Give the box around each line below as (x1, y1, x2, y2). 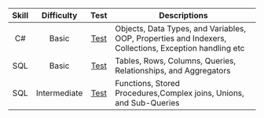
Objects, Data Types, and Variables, (115, 23, 247, 34)
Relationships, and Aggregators (115, 66, 231, 76)
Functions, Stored (115, 78, 181, 88)
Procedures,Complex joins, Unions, (115, 88, 245, 98)
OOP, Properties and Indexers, (115, 33, 227, 44)
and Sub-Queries (115, 98, 180, 108)
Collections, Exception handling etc (115, 43, 245, 53)
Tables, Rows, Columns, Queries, (115, 55, 236, 66)
